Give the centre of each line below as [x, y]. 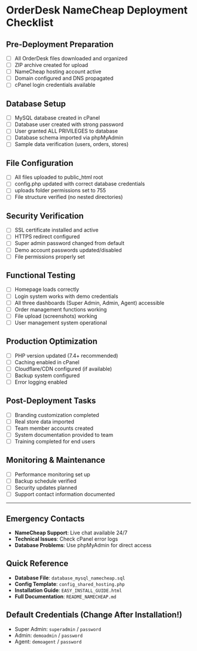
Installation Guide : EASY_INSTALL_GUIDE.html [68, 590]
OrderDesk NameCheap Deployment [97, 10]
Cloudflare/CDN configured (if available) [63, 369]
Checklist [30, 23]
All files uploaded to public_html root [59, 177]
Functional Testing [41, 275]
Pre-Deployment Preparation [60, 44]
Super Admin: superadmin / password [58, 629]
